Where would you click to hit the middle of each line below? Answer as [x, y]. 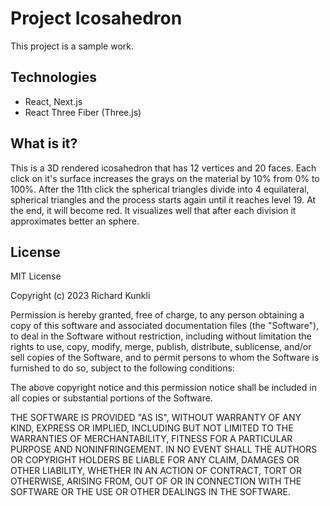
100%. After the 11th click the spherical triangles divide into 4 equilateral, [160, 189]
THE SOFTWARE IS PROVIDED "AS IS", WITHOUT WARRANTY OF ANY [156, 418]
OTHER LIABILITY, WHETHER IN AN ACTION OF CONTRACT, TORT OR [156, 471]
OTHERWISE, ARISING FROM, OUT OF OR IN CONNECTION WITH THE [156, 481]
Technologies [54, 77]
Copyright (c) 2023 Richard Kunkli [80, 296]
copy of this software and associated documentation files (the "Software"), [165, 326]
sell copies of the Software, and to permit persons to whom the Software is [165, 358]
